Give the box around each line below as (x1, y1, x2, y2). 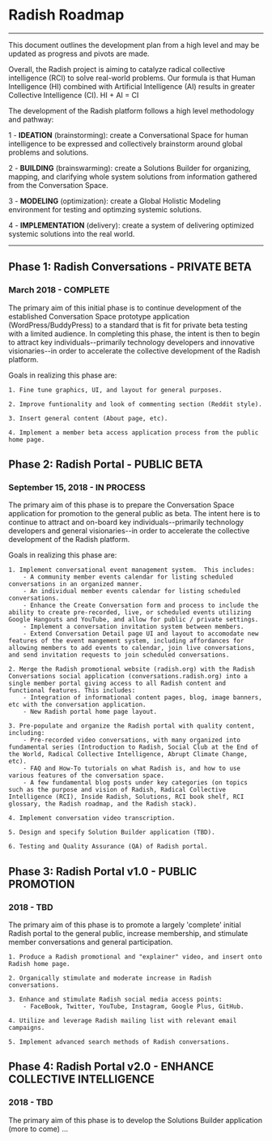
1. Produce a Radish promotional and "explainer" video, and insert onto (8, 953, 263, 961)
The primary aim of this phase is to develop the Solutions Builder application (8, 1115, 263, 1125)
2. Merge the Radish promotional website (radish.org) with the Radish (8, 665, 255, 673)
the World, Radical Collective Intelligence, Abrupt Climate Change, (8, 750, 249, 759)
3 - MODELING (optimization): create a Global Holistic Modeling (8, 196, 221, 206)
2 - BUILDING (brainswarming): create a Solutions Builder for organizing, (8, 163, 251, 173)
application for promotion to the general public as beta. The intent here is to (8, 509, 261, 519)
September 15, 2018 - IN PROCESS (8, 481, 146, 493)
